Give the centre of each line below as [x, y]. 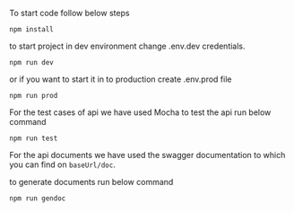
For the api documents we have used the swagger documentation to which [147, 155]
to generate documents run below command [91, 182]
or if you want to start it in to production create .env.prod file [121, 79]
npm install [31, 30]
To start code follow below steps [69, 13]
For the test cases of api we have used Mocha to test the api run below [140, 112]
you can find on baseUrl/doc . [63, 164]
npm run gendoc [38, 199]
